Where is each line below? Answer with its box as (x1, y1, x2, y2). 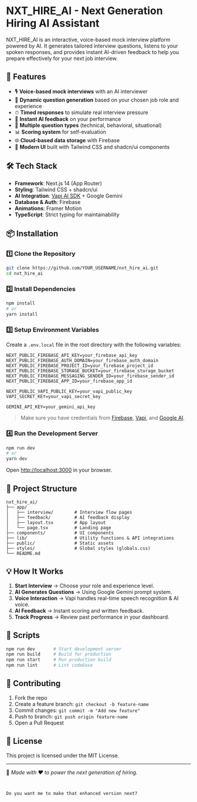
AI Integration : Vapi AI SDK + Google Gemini (14, 192, 123, 199)
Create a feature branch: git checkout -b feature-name (14, 700, 150, 707)
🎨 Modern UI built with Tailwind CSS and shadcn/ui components (14, 143, 170, 151)
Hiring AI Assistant (6, 16, 100, 30)
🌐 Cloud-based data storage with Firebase (14, 136, 120, 143)
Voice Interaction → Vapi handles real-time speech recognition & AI (14, 594, 179, 601)
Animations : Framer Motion (14, 205, 82, 212)
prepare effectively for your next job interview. (6, 55, 118, 62)
